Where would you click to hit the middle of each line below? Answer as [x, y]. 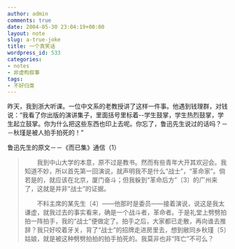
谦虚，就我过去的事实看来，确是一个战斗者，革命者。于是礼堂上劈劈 [122, 213]
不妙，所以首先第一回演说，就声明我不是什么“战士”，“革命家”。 [128, 171]
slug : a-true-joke [34, 40]
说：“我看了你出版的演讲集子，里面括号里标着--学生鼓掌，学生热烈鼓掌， [113, 115]
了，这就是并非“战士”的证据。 [67, 189]
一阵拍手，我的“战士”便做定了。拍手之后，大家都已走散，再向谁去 [125, 221]
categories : [24, 60]
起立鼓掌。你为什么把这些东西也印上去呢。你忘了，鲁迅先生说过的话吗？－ [120, 124]
